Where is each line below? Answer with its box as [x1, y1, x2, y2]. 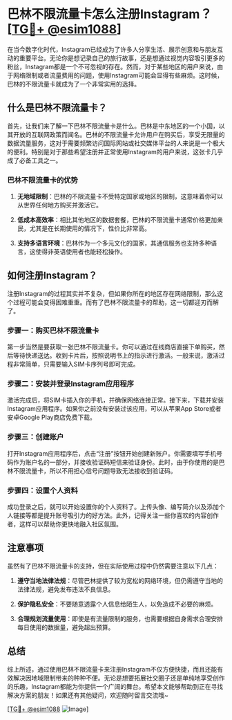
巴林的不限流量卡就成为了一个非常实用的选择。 [7, 80, 140, 88]
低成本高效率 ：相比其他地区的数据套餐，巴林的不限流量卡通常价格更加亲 [17, 216, 223, 224]
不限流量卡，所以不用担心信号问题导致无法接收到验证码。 [12, 466, 177, 474]
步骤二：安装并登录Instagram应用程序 [7, 379, 135, 389]
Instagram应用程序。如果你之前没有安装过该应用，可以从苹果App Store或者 [7, 405, 222, 413]
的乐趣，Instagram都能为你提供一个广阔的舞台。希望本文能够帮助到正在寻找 [7, 682, 223, 690]
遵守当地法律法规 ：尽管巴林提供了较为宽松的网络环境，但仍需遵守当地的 [17, 576, 223, 584]
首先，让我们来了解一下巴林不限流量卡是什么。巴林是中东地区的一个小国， [7, 122, 219, 130]
